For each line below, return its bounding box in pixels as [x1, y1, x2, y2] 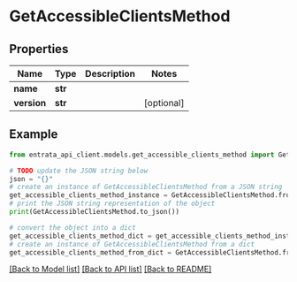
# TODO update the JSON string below [9, 166, 148, 175]
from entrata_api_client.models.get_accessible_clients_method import [9, 150, 275, 159]
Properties [9, 42, 69, 57]
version [13, 97, 47, 109]
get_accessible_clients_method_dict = [9, 232, 152, 240]
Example [9, 126, 58, 142]
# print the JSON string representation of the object [9, 199, 216, 209]
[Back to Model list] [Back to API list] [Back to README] [9, 263, 212, 275]
